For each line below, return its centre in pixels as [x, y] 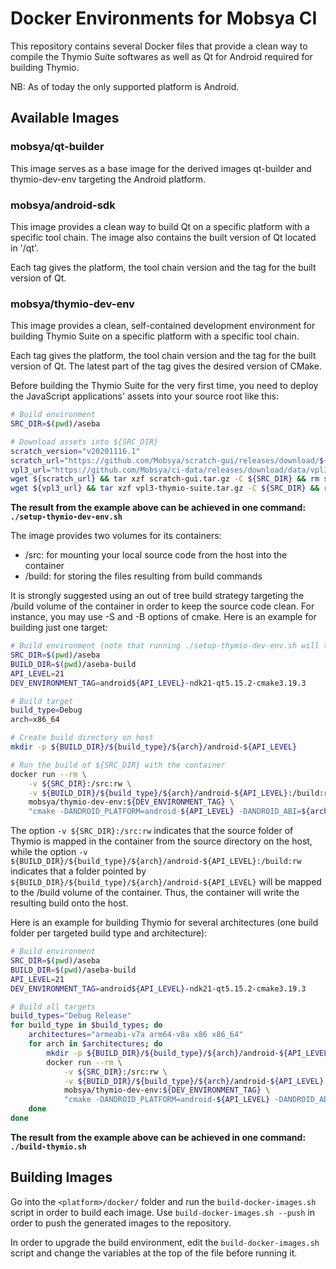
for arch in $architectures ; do [95, 1044]
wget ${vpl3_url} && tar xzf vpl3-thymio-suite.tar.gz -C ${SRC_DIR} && [165, 488]
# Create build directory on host [82, 738]
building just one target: [59, 628]
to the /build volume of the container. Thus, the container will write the [155, 893]
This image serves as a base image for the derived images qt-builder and [161, 168]
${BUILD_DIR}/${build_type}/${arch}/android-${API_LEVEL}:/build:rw [156, 862]
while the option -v [49, 852]
